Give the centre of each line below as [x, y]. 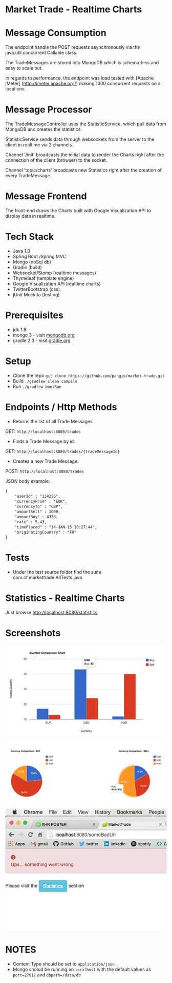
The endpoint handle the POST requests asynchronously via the [73, 47]
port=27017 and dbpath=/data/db [47, 975]
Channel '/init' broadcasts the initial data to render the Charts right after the [85, 155]
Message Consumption [56, 33]
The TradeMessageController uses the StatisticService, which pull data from [86, 124]
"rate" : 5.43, [31, 522]
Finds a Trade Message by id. [44, 441]
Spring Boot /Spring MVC [39, 256]
